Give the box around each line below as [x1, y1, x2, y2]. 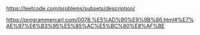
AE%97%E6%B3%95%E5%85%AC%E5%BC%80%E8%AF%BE [6, 23, 165, 29]
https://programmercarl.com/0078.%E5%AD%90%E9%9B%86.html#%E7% [6, 16, 194, 23]
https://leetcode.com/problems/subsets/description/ [6, 5, 136, 12]
